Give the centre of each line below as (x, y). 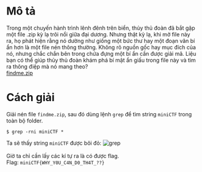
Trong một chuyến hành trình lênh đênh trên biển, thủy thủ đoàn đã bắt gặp (101, 28)
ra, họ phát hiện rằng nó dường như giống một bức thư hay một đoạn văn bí (101, 41)
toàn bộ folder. (25, 121)
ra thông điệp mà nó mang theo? (47, 66)
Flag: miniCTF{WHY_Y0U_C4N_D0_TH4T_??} (55, 162)
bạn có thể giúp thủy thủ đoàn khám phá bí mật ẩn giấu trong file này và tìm (101, 60)
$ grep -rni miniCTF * (35, 131)
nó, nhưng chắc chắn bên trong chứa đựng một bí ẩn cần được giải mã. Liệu (101, 53)
